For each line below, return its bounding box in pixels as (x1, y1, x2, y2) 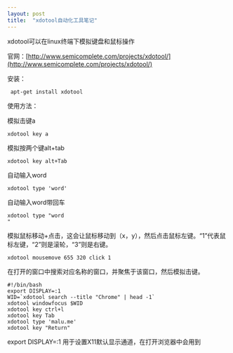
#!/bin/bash (7, 281, 42, 288)
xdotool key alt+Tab (7, 157, 68, 165)
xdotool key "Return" (7, 324, 71, 331)
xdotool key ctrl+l (7, 306, 65, 313)
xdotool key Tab (7, 312, 55, 319)
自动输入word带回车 (7, 198, 65, 206)
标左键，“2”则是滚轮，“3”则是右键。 (7, 240, 112, 248)
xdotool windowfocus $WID (7, 300, 83, 307)
